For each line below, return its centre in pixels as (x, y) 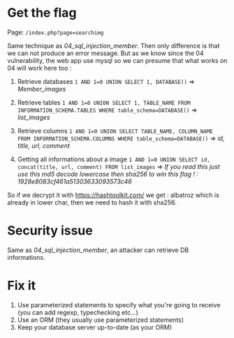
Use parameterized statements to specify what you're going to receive (119, 304)
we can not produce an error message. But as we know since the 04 (105, 53)
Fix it (22, 286)
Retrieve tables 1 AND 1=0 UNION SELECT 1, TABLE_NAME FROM (104, 102)
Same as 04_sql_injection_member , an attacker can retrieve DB (98, 250)
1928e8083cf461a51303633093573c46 (75, 181)
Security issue (50, 231)
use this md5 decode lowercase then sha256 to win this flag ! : (108, 174)
